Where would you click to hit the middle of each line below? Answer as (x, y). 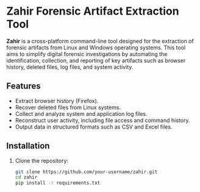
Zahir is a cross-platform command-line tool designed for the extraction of (100, 41)
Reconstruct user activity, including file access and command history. (102, 120)
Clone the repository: (42, 160)
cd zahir (26, 177)
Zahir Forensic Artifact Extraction (93, 11)
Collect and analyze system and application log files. (81, 113)
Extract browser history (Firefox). (57, 101)
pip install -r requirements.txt (58, 183)
